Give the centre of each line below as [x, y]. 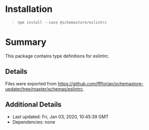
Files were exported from [31, 84]
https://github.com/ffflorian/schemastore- [100, 84]
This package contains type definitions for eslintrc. [57, 56]
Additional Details [33, 105]
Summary [26, 42]
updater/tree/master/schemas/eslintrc [44, 89]
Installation [29, 9]
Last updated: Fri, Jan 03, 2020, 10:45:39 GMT [60, 117]
